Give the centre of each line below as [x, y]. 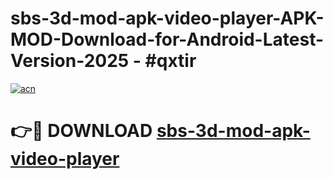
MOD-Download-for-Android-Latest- [167, 39]
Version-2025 [70, 61]
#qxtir [170, 61]
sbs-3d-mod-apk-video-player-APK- [167, 18]
